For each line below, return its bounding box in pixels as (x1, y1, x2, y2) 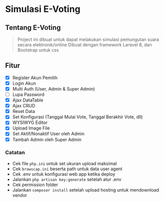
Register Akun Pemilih (12, 75, 58, 81)
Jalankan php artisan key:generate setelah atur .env (12, 176, 122, 182)
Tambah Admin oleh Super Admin (12, 136, 82, 142)
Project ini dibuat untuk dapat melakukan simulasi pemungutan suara (17, 36, 160, 42)
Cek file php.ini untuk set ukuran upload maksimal (12, 160, 117, 166)
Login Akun (12, 80, 36, 86)
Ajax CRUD (12, 103, 36, 109)
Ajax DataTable (12, 97, 43, 103)
